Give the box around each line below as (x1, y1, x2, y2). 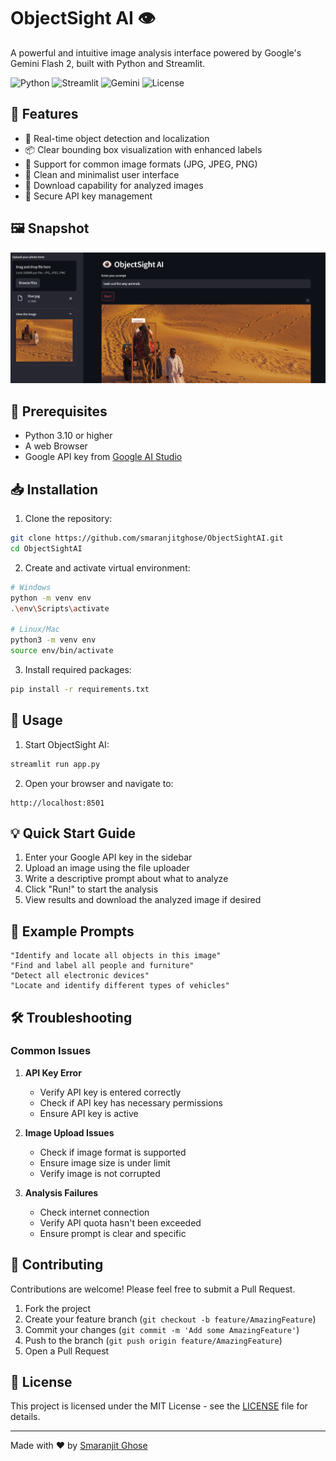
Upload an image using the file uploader (24, 862, 190, 874)
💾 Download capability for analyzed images (24, 179, 204, 191)
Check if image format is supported (39, 1146, 187, 1158)
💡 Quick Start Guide (10, 825, 136, 842)
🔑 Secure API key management (24, 190, 153, 202)
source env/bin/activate (10, 646, 114, 656)
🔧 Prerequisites (10, 403, 108, 420)
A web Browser (24, 440, 88, 452)
